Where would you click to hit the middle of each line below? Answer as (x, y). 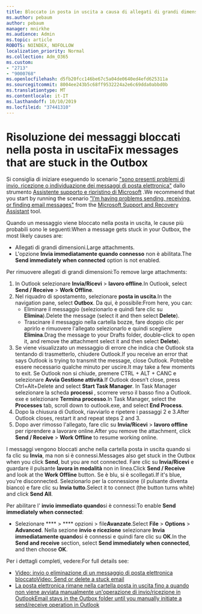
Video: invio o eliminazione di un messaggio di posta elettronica (94, 573)
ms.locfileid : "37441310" (38, 107)
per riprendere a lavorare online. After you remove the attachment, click (103, 431)
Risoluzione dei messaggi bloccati (93, 137)
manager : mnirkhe (28, 29)
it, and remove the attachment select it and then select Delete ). (102, 341)
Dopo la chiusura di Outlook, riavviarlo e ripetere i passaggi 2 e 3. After (102, 412)
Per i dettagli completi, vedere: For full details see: (68, 561)
